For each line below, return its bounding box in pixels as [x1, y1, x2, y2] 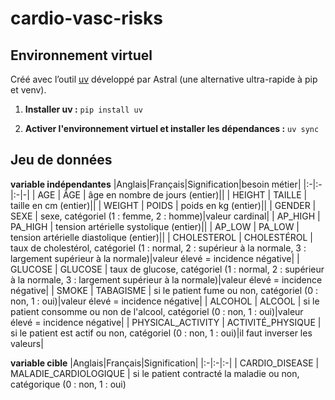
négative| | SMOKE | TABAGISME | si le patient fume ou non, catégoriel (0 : [10, 284, 318, 296]
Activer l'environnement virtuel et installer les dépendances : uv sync [24, 123, 320, 134]
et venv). [10, 84, 47, 96]
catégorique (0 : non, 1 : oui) [10, 378, 127, 390]
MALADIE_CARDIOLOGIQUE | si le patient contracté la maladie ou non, [10, 367, 300, 379]
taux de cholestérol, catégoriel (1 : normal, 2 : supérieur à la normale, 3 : [10, 242, 307, 254]
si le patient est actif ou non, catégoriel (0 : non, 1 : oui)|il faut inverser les [10, 327, 313, 339]
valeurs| [10, 337, 44, 349]
